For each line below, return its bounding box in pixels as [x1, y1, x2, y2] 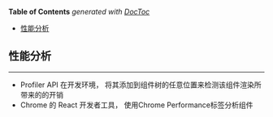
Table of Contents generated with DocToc [8, 7, 150, 16]
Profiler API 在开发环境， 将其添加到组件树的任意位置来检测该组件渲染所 [19, 80, 262, 90]
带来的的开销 [19, 90, 63, 99]
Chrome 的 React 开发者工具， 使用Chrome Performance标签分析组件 [19, 100, 253, 110]
